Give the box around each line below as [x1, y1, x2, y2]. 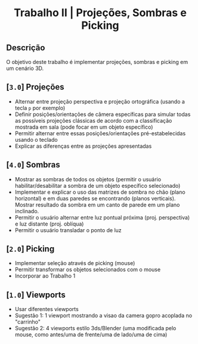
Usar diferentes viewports [14, 306, 79, 313]
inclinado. [14, 207, 39, 215]
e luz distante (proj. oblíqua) [14, 220, 84, 227]
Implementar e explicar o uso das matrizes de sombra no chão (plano [14, 188, 186, 196]
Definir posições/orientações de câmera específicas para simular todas [14, 111, 191, 118]
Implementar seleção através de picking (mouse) [14, 260, 135, 267]
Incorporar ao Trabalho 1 [14, 272, 76, 279]
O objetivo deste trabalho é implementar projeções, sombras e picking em [6, 59, 188, 65]
